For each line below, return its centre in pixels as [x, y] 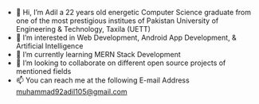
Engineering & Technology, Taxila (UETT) [83, 29]
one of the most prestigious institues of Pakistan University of [117, 21]
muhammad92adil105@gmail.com [71, 92]
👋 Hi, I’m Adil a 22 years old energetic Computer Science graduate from [133, 12]
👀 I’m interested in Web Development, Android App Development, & [126, 37]
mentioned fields [43, 71]
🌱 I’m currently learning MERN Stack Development [98, 54]
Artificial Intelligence [49, 46]
